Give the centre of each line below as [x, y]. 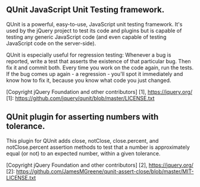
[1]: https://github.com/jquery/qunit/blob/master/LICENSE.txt [80, 98]
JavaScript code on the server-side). [51, 43]
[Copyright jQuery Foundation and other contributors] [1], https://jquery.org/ [99, 91]
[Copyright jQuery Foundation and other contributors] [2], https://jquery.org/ [100, 165]
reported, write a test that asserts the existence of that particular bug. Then [99, 61]
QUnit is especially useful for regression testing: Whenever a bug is [89, 55]
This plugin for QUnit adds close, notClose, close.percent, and [82, 140]
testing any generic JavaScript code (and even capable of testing [86, 37]
